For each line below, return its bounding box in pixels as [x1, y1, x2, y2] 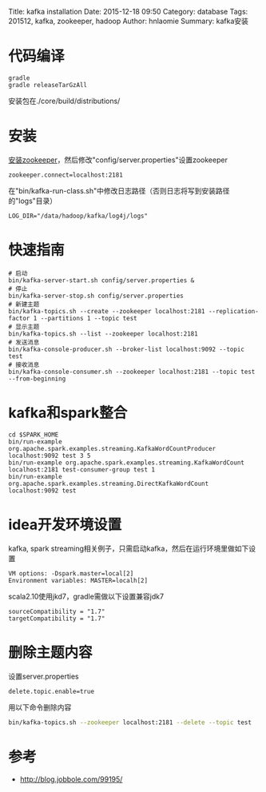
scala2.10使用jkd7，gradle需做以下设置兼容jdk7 [8, 591, 165, 601]
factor [8, 314, 30, 322]
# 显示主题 [8, 323, 40, 331]
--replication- [208, 307, 260, 315]
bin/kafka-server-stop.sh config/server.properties [8, 292, 184, 300]
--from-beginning [8, 375, 66, 383]
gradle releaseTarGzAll [8, 81, 88, 89]
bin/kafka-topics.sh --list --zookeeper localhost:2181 [8, 329, 198, 338]
